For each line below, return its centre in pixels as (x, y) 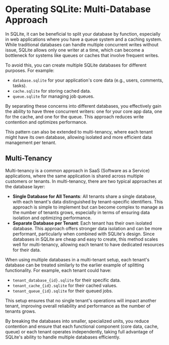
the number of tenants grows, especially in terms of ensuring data (81, 212)
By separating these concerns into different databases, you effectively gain (83, 106)
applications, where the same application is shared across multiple (74, 176)
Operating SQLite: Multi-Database (78, 9)
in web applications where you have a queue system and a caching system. (84, 39)
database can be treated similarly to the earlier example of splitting (75, 265)
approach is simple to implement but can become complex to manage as (88, 207)
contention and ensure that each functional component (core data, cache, (82, 326)
